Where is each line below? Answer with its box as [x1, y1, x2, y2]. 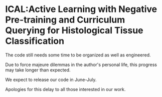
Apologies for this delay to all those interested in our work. [5, 86, 126, 92]
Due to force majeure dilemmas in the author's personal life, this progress [5, 61, 157, 67]
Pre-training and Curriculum [5, 14, 125, 25]
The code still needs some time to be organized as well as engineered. [5, 51, 151, 58]
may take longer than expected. [5, 66, 71, 73]
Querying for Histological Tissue [5, 25, 144, 36]
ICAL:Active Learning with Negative [5, 3, 157, 15]
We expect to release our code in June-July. [5, 76, 97, 82]
